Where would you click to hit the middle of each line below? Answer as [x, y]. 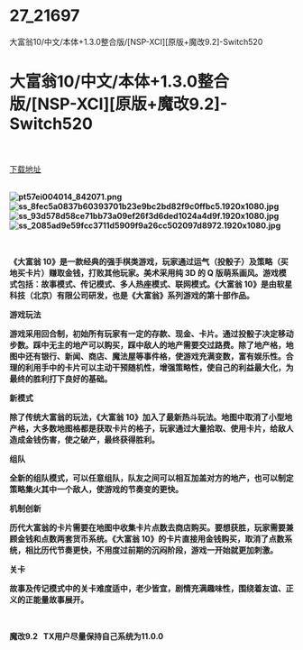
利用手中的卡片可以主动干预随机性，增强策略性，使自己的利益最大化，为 [159, 367]
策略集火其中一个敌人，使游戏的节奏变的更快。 [96, 489]
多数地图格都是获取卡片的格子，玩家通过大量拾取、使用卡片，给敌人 [167, 428]
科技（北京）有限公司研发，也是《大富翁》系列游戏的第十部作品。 [132, 295]
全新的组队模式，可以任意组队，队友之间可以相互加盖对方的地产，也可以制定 [151, 478]
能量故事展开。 [60, 600]
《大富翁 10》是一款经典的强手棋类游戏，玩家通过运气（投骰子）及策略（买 [149, 261]
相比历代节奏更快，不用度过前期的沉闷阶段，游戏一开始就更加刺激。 [151, 550]
